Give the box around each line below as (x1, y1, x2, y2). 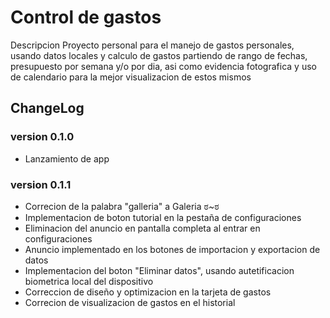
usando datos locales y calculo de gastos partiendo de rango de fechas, (10, 49, 308, 61)
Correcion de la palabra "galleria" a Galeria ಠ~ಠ (24, 200, 220, 212)
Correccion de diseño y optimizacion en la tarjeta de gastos (24, 286, 272, 298)
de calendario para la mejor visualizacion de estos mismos (10, 71, 252, 83)
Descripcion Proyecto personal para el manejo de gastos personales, (10, 39, 295, 51)
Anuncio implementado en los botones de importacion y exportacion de (24, 243, 321, 255)
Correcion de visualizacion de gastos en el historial (24, 296, 236, 308)
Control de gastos (10, 6, 162, 29)
